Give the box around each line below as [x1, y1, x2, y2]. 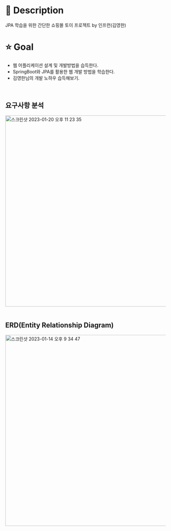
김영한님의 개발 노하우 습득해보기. [12, 75, 80, 81]
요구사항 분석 [5, 101, 44, 110]
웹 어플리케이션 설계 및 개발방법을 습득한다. [12, 62, 99, 68]
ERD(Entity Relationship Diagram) [5, 321, 114, 330]
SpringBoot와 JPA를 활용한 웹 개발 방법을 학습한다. [12, 68, 115, 74]
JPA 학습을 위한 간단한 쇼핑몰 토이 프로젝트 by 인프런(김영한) [5, 22, 126, 28]
